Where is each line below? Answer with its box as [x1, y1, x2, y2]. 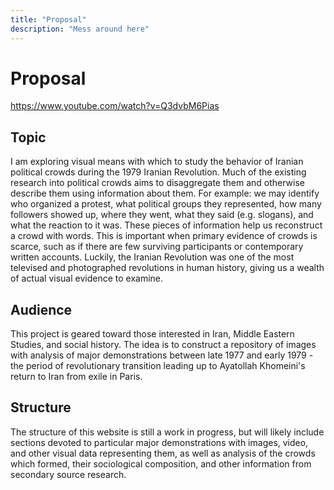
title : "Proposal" [10, 14, 87, 25]
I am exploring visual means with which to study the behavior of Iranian [10, 156, 304, 168]
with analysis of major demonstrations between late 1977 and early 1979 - [10, 349, 314, 361]
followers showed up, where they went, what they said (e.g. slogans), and [10, 209, 314, 221]
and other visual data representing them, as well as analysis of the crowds [10, 447, 316, 459]
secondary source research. [10, 468, 127, 480]
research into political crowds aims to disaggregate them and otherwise [10, 177, 306, 189]
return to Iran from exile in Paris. [10, 371, 143, 383]
